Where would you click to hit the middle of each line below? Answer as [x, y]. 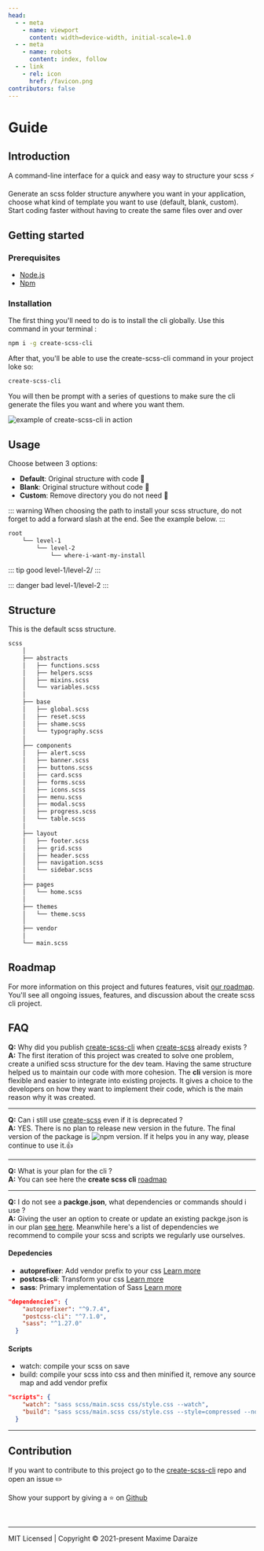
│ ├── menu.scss [52, 797]
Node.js [32, 275]
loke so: [21, 367]
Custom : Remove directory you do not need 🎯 [94, 495]
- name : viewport [51, 30]
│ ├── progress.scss [59, 812]
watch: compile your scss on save [74, 1366]
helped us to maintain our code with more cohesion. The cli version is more [130, 1072]
